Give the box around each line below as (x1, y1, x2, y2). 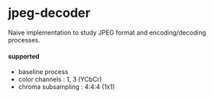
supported (8, 51, 39, 61)
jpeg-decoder (8, 5, 91, 21)
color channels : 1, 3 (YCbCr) (18, 75, 102, 84)
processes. (8, 35, 41, 44)
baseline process (18, 68, 69, 76)
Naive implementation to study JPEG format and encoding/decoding (8, 28, 207, 37)
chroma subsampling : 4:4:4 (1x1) (18, 82, 115, 91)
